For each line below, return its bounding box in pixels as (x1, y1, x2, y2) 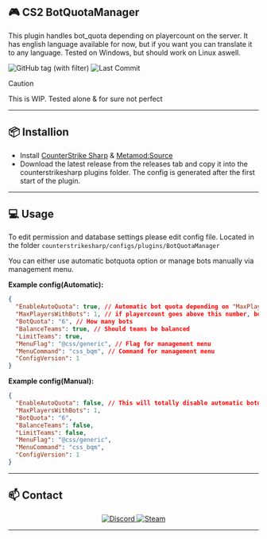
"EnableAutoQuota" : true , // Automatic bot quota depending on (15, 303, 230, 311)
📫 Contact (8, 489, 64, 502)
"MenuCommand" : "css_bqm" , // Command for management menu (15, 347, 215, 355)
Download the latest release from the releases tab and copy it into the (19, 159, 248, 169)
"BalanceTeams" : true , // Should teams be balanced (15, 324, 191, 333)
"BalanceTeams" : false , (15, 421, 94, 429)
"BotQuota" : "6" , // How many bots (15, 318, 133, 326)
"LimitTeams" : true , (15, 332, 83, 340)
